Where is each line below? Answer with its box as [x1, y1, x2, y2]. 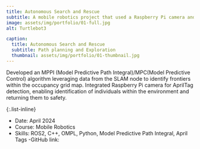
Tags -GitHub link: [14, 136, 60, 143]
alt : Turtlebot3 [6, 25, 46, 31]
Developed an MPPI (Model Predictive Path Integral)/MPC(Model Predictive [6, 69, 190, 76]
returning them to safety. [6, 94, 67, 101]
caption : [6, 36, 28, 42]
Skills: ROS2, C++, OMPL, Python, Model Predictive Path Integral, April [14, 129, 188, 137]
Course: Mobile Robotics [14, 123, 76, 131]
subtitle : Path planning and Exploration [11, 47, 116, 53]
